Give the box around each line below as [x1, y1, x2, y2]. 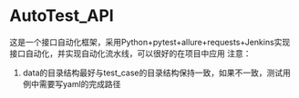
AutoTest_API [9, 5, 114, 26]
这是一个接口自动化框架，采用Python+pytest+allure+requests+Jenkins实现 [9, 36, 291, 47]
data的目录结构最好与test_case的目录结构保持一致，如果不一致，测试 [22, 67, 284, 78]
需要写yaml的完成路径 [38, 78, 121, 89]
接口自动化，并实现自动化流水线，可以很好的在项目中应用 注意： [9, 47, 252, 59]
